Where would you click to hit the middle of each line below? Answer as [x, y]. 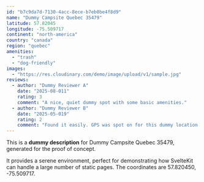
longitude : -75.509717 [35, 29]
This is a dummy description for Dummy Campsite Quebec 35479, [91, 142]
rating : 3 [30, 97]
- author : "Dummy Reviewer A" [50, 86]
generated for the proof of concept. [51, 149]
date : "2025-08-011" [43, 91]
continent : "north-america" [42, 35]
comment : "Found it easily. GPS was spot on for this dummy [95, 125]
